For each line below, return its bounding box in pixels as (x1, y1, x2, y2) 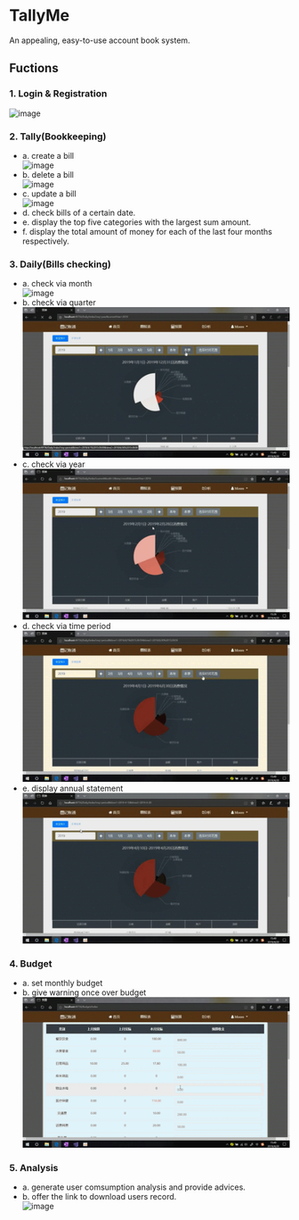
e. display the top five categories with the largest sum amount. (21, 216, 252, 228)
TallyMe (9, 5, 70, 26)
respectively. (21, 236, 69, 246)
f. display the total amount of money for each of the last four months (21, 226, 273, 237)
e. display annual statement (21, 783, 124, 793)
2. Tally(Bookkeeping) (9, 130, 107, 143)
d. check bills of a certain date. (21, 207, 136, 218)
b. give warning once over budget (21, 987, 147, 998)
